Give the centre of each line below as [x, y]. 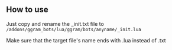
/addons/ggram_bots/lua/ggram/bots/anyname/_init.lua [74, 29]
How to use [27, 10]
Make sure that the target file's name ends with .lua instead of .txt [86, 40]
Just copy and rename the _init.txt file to [55, 24]
